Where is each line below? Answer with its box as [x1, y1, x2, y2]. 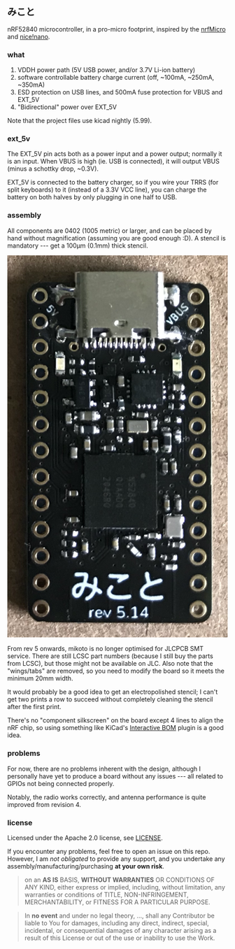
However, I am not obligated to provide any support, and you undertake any [7, 855, 225, 863]
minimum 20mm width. [7, 674, 73, 683]
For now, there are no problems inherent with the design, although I [7, 764, 201, 773]
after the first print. [7, 703, 62, 711]
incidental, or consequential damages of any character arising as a [24, 927, 217, 935]
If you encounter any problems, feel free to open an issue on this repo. [7, 848, 211, 856]
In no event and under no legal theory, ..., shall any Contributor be [24, 911, 215, 920]
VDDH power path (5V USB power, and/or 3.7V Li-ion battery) [17, 66, 196, 74]
